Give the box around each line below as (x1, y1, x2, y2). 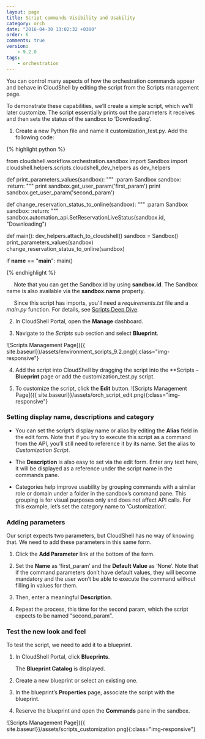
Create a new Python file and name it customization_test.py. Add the (15, 127, 188, 134)
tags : (6, 55, 20, 61)
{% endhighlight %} (6, 269, 56, 276)
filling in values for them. (15, 582, 78, 589)
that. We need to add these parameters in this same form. (6, 538, 152, 546)
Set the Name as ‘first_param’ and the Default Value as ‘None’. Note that (15, 562, 199, 570)
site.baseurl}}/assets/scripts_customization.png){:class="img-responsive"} (6, 726, 196, 733)
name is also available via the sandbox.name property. (6, 287, 145, 294)
